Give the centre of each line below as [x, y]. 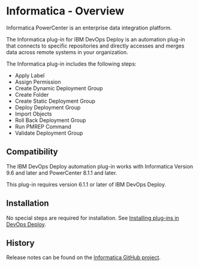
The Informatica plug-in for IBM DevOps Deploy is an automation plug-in [96, 39]
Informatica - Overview [65, 11]
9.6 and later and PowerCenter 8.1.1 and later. [62, 173]
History [20, 243]
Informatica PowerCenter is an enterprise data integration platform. [89, 28]
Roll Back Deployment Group [50, 120]
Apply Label [30, 75]
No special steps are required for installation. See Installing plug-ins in [93, 218]
